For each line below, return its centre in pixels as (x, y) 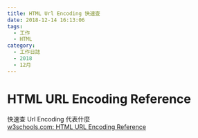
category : (21, 46)
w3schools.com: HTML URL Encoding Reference (77, 127)
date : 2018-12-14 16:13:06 (46, 20)
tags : (15, 26)
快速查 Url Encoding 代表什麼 (49, 119)
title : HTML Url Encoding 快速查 (54, 13)
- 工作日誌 (27, 52)
